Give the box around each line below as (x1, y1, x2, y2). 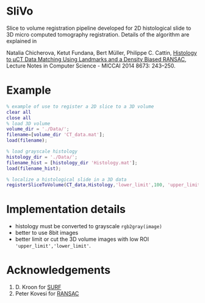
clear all (6, 109, 32, 115)
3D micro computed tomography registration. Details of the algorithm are (6, 30, 190, 38)
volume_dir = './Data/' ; (6, 126, 70, 132)
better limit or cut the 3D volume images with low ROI (15, 235, 149, 243)
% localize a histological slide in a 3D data (6, 176, 127, 183)
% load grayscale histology (6, 148, 78, 155)
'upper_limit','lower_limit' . (15, 242, 92, 249)
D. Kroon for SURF (15, 284, 62, 291)
